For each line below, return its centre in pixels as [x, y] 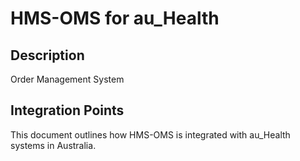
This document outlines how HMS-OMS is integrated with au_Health [150, 134]
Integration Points [67, 110]
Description [47, 55]
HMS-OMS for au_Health [115, 18]
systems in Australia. [53, 145]
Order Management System [67, 79]
